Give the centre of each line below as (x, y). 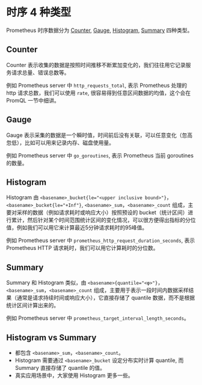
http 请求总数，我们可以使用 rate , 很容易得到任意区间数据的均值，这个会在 (99, 93)
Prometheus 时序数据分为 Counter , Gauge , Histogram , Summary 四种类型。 (99, 30)
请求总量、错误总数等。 (40, 72)
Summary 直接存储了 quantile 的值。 (60, 368)
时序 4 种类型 (39, 12)
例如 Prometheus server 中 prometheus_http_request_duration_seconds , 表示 (101, 240)
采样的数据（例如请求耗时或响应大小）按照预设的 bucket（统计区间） (102, 212)
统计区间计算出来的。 (32, 305)
